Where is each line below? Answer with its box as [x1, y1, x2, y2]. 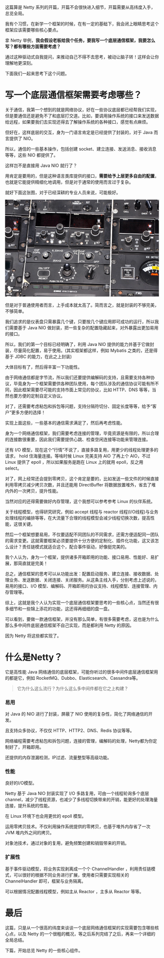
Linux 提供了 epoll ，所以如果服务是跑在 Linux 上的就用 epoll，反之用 [5, 459, 143, 465]
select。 [5, 465, 22, 471]
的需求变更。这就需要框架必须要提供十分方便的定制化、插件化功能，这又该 [5, 537, 155, 543]
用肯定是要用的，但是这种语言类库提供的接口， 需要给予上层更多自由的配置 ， [5, 173, 159, 179]
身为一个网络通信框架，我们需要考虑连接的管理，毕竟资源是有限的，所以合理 [5, 430, 159, 436]
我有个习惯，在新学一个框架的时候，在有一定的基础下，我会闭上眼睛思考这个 [5, 21, 159, 27]
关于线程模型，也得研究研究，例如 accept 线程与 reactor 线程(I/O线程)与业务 [5, 508, 159, 514]
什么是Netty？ [5, 652, 62, 663]
